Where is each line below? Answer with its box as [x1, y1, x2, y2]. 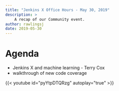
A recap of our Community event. [14, 17, 85, 22]
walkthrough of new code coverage [12, 70, 87, 76]
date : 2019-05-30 [5, 26, 42, 31]
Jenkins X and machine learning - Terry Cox [12, 65, 105, 71]
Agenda [5, 48, 39, 60]
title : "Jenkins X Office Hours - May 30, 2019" [5, 7, 110, 13]
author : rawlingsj [5, 21, 44, 27]
